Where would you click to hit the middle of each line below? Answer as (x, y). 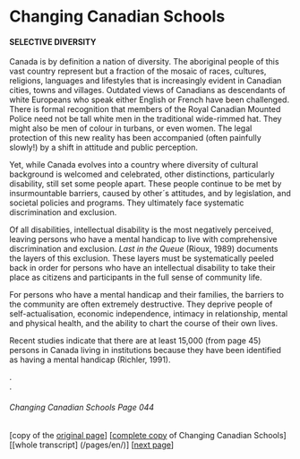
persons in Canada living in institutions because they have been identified (146, 351)
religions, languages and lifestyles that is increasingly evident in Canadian (146, 81)
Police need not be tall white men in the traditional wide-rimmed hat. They (146, 119)
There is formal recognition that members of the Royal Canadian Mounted (145, 109)
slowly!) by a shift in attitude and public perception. (104, 147)
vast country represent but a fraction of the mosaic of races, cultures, (138, 71)
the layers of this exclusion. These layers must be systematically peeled (142, 258)
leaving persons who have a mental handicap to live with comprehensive (143, 239)
